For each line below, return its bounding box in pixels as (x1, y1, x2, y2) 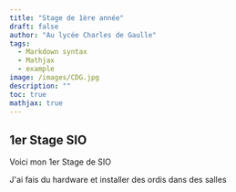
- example (17, 65, 55, 74)
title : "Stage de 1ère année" (9, 13, 125, 23)
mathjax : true (9, 98, 64, 108)
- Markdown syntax (17, 48, 88, 57)
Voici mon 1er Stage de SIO (9, 156, 112, 167)
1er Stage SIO (9, 132, 87, 147)
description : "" (9, 81, 71, 91)
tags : (9, 38, 30, 48)
